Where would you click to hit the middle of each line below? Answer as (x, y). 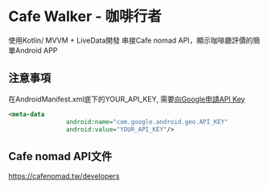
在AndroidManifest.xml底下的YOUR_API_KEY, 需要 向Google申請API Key (127, 99)
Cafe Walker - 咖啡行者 (85, 16)
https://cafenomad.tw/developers (64, 176)
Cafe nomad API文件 (60, 156)
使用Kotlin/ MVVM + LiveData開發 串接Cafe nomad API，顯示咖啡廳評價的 (131, 40)
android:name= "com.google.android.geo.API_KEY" (147, 121)
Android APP (36, 50)
